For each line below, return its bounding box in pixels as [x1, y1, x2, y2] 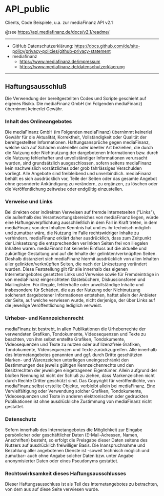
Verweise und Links [5, 198, 53, 205]
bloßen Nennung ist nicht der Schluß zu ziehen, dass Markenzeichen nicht [5, 372, 155, 378]
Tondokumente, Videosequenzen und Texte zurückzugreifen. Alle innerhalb [5, 346, 157, 352]
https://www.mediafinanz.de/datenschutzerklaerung [19, 63, 125, 69]
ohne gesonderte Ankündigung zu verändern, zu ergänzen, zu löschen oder [5, 181, 158, 187]
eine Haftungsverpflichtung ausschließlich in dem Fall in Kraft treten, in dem [5, 219, 158, 225]
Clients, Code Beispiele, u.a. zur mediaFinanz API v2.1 [5, 20, 113, 25]
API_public [5, 3, 50, 15]
